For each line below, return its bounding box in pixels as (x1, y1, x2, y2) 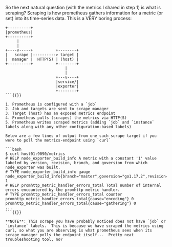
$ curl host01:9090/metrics (5, 151, 66, 156)
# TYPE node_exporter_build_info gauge (5, 169, 91, 174)
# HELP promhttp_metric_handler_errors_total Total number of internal (5, 183, 161, 188)
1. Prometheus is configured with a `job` (5, 102, 97, 107)
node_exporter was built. (5, 165, 60, 170)
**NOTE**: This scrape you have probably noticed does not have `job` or (5, 219, 166, 224)
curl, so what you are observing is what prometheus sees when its (5, 228, 153, 233)
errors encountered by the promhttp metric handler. (5, 187, 120, 192)
